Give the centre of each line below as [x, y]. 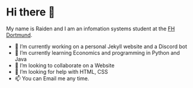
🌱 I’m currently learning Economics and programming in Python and [97, 52]
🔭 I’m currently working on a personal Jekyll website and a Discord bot [101, 46]
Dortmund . [19, 34]
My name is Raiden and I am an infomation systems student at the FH [91, 29]
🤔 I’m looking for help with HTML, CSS [61, 71]
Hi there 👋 [30, 12]
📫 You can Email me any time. [52, 78]
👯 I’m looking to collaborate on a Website [65, 65]
